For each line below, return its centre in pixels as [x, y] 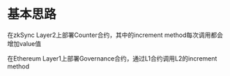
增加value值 [24, 43]
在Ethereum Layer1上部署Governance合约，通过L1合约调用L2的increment [112, 58]
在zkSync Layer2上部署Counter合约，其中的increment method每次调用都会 [115, 35]
